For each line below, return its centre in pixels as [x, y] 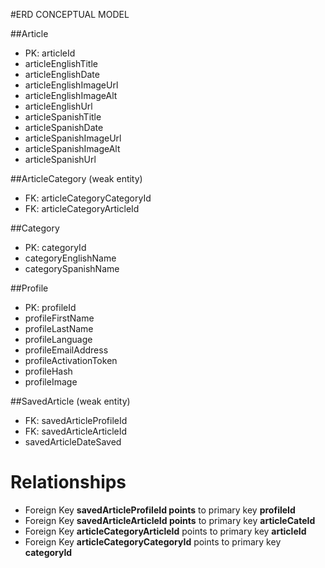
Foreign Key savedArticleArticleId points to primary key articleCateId [170, 520]
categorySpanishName [72, 268]
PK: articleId [50, 53]
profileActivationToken [71, 360]
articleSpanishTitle [63, 117]
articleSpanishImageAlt [72, 148]
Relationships [68, 482]
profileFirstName [59, 318]
